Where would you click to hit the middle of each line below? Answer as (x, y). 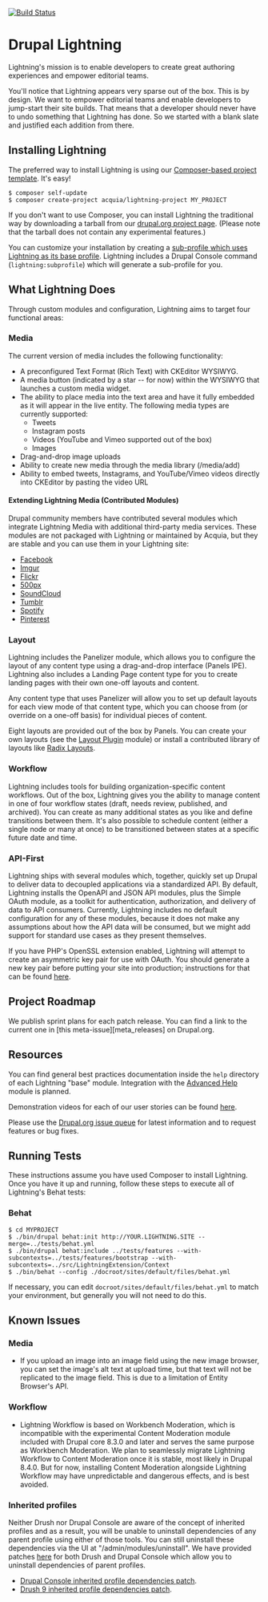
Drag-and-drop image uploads (70, 456)
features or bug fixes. (44, 1130)
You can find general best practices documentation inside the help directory (134, 1074)
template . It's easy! (40, 178)
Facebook (36, 560)
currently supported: (54, 414)
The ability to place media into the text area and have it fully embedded (137, 396)
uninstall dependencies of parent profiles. (77, 1565)
